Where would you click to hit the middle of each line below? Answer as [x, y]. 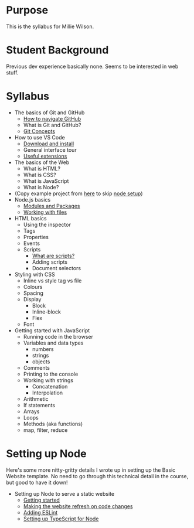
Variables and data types [53, 343]
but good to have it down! [37, 482]
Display [32, 299]
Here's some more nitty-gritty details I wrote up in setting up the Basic [91, 470]
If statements [39, 405]
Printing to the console [51, 374]
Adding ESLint [40, 512]
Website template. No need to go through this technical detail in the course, [97, 476]
